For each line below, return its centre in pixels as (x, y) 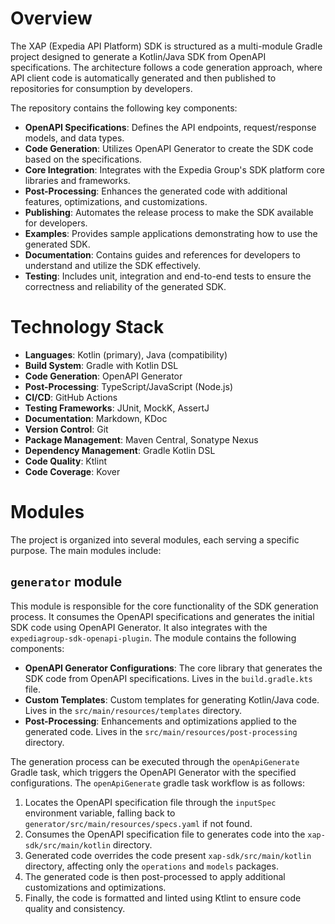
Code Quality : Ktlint (65, 461)
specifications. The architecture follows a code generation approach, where (166, 67)
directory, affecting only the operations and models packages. (151, 866)
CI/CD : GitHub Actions (71, 397)
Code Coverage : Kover (72, 471)
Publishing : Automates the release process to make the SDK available (169, 212)
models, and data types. (74, 138)
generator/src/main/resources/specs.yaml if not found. (138, 823)
